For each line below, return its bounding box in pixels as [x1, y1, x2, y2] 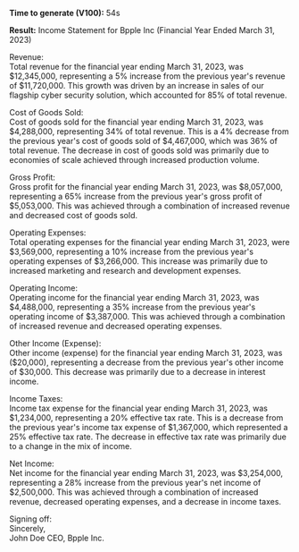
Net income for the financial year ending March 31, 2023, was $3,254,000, [9, 468, 284, 478]
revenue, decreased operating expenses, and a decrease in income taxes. [9, 497, 282, 506]
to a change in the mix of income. [9, 441, 132, 451]
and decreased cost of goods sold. [9, 210, 138, 220]
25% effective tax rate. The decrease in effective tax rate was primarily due [9, 431, 287, 442]
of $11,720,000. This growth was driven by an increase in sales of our [9, 81, 265, 90]
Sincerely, [9, 523, 46, 533]
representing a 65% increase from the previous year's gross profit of [9, 191, 262, 201]
